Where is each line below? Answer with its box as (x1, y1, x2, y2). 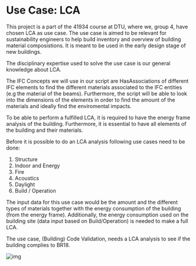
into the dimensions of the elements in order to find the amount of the (6, 96, 175, 103)
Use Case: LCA (6, 4, 81, 17)
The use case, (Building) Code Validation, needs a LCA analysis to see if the (6, 235, 191, 242)
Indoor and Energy (14, 162, 60, 169)
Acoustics (14, 174, 40, 181)
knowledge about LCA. (6, 66, 62, 73)
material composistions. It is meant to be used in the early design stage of (6, 42, 186, 49)
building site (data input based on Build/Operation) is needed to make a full (6, 217, 188, 225)
